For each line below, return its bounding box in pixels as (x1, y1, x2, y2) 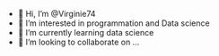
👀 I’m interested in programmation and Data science (17, 18, 210, 28)
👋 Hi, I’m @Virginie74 (17, 9, 96, 19)
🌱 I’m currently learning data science (17, 28, 154, 37)
